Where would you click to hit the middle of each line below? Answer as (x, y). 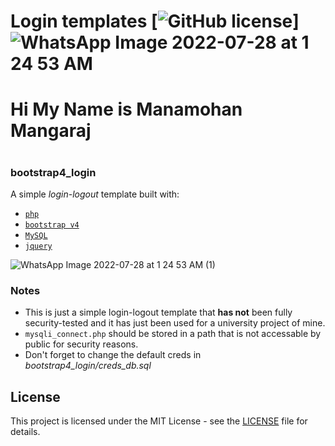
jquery (38, 246)
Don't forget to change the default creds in (113, 355)
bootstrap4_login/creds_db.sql (88, 366)
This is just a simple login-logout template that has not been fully (158, 312)
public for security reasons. (81, 344)
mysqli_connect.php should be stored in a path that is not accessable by (173, 334)
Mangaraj (51, 131)
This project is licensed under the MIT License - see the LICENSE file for (159, 421)
